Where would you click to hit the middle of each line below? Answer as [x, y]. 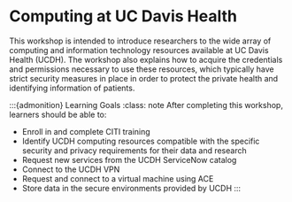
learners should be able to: [58, 114]
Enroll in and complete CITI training [86, 131]
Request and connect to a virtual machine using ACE [118, 178]
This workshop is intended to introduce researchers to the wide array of [140, 41]
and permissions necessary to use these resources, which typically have [142, 69]
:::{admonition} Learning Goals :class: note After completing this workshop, [146, 105]
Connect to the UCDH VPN [71, 169]
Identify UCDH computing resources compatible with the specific [141, 141]
